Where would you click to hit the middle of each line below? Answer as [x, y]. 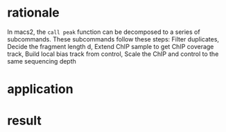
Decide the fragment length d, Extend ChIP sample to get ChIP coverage [111, 46]
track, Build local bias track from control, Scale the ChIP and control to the [113, 54]
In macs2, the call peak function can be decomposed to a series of [104, 32]
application [41, 89]
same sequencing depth [42, 61]
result [24, 121]
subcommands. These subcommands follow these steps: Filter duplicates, [113, 39]
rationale [34, 13]
